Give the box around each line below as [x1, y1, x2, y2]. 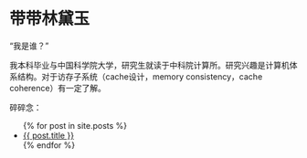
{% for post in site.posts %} [22, 120, 128, 131]
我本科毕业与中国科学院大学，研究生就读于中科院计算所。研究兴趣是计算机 [9, 59, 290, 70]
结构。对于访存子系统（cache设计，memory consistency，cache [16, 70, 263, 82]
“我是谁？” [9, 40, 49, 51]
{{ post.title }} [22, 130, 75, 141]
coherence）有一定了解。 [9, 82, 107, 93]
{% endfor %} [22, 139, 76, 151]
